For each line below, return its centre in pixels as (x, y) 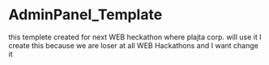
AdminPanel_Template (85, 15)
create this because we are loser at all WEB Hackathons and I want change (134, 45)
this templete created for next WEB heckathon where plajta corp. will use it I (135, 37)
